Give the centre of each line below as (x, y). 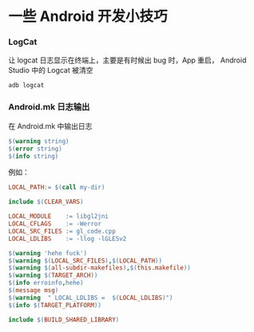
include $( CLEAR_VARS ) (46, 202)
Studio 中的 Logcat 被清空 (51, 70)
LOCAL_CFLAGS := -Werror (55, 224)
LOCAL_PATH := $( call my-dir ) (57, 188)
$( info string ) (34, 156)
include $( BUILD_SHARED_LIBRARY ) (64, 320)
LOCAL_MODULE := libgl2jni (59, 217)
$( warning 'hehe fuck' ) (48, 253)
